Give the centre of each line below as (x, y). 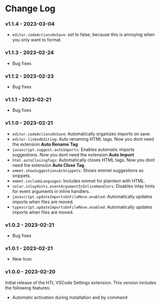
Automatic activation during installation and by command (70, 297)
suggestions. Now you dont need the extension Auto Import (73, 154)
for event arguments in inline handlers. (51, 191)
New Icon (22, 259)
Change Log (30, 9)
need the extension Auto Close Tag (48, 165)
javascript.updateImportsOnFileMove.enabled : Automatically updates (82, 196)
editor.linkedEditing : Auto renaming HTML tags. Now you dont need (83, 139)
